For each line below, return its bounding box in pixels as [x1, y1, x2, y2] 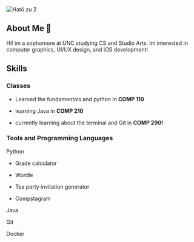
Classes [6, 82, 31, 90]
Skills [6, 64, 27, 74]
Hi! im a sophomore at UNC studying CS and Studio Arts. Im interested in [6, 39, 188, 47]
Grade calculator [15, 160, 58, 167]
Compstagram [15, 195, 52, 202]
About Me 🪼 [6, 23, 52, 33]
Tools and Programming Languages [6, 134, 113, 143]
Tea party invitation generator [15, 183, 90, 190]
